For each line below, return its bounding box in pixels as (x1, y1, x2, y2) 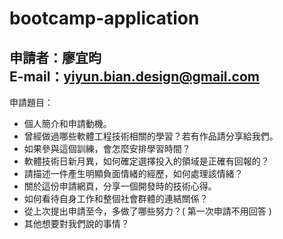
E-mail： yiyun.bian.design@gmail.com (9, 68, 260, 85)
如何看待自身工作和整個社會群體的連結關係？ (23, 193, 209, 204)
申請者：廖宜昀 (9, 49, 102, 66)
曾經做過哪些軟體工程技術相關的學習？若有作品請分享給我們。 (23, 130, 279, 142)
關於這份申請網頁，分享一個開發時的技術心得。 (23, 180, 217, 192)
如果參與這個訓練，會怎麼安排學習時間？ (23, 143, 191, 154)
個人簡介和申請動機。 (23, 118, 112, 129)
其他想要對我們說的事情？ (23, 218, 130, 229)
